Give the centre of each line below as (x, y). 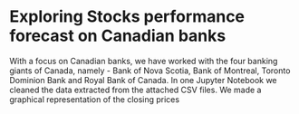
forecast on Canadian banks (118, 36)
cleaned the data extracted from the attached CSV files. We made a (135, 90)
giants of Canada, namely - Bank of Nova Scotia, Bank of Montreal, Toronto (150, 71)
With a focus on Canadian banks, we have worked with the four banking (144, 61)
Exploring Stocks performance (127, 17)
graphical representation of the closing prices (94, 99)
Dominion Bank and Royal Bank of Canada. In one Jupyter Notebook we (144, 80)
